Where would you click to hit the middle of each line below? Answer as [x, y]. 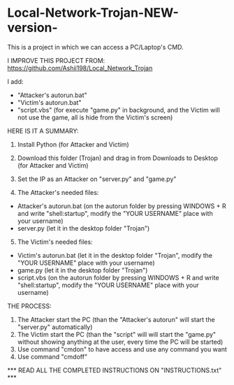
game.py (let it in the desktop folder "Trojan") [82, 270]
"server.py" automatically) [55, 327]
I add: [15, 81]
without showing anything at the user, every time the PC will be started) [120, 342]
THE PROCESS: [30, 306]
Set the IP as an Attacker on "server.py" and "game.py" [97, 179]
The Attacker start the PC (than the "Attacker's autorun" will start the [116, 319]
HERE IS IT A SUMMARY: [43, 131]
